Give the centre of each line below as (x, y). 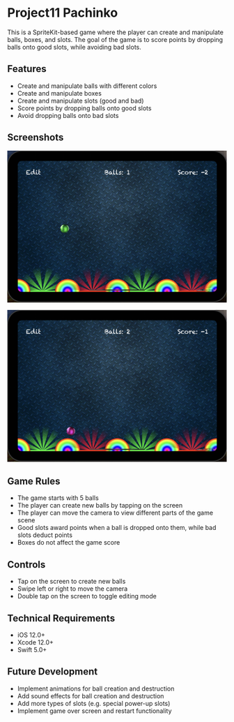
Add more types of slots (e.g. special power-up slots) (94, 703)
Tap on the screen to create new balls (71, 582)
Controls (26, 565)
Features (27, 69)
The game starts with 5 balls (58, 498)
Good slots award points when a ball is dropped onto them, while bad (117, 528)
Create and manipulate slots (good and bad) (80, 101)
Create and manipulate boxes (60, 93)
